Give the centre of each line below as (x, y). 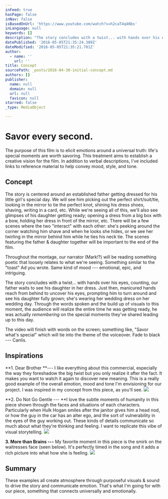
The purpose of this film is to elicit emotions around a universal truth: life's (82, 150)
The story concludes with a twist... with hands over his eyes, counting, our (82, 282)
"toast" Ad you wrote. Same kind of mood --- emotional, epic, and (73, 267)
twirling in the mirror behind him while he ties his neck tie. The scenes (77, 236)
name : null (21, 84)
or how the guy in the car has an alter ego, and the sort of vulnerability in (80, 415)
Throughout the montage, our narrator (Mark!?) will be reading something (81, 257)
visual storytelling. (24, 432)
